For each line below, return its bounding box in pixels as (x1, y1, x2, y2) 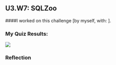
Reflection (5, 54, 31, 61)
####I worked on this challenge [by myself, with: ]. (5, 17, 111, 23)
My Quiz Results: (5, 30, 48, 37)
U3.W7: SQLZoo (5, 4, 57, 13)
